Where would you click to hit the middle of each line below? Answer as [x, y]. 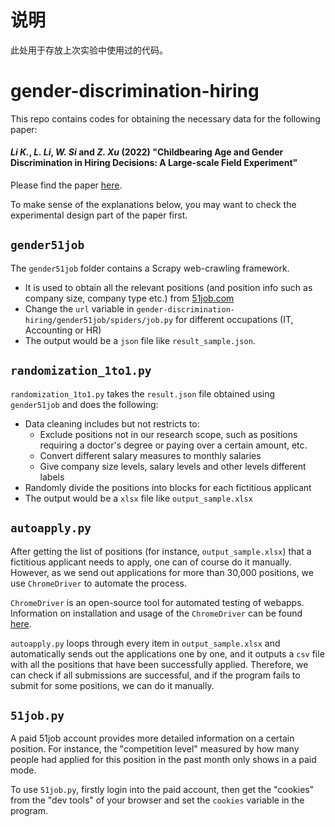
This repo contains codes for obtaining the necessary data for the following [165, 118]
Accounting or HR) [63, 330]
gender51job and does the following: [84, 404]
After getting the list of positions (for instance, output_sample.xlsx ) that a [161, 551]
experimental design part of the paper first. [99, 215]
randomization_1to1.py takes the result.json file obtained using [143, 393]
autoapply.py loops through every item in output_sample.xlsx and [145, 643]
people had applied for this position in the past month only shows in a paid [163, 760]
